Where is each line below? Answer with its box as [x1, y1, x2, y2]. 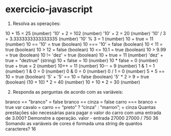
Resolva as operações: [12, 20, 61, 26]
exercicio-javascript [5, 4, 93, 15]
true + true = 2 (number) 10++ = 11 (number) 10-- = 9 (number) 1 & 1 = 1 [5, 63, 155, 69]
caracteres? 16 [5, 126, 36, 132]
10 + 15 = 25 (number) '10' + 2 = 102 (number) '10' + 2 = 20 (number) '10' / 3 [5, 30, 166, 36]
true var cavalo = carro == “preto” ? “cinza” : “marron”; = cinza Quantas [5, 104, 156, 110]
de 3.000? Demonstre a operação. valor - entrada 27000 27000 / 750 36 [5, 115, 159, 121]
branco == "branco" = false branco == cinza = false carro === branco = [5, 98, 157, 105]
